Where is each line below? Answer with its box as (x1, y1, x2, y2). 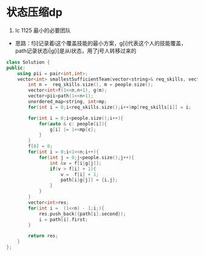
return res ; (28, 233, 59, 239)
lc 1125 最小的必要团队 (15, 27, 71, 34)
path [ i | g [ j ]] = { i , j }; (60, 177, 118, 183)
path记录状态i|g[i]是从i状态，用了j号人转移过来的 (15, 47, 137, 54)
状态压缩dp (6, 5, 63, 19)
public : (6, 65, 26, 71)
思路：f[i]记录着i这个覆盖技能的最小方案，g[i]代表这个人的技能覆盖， (15, 39, 187, 47)
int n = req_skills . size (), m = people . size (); (28, 82, 154, 88)
